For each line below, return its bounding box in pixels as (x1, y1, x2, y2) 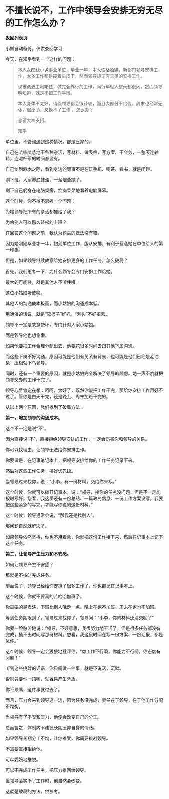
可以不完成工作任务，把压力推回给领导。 (5, 767, 89, 773)
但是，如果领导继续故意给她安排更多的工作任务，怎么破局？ (5, 257, 128, 263)
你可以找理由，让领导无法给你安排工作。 (5, 446, 89, 452)
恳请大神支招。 (17, 117, 49, 123)
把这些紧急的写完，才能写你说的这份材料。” (5, 501, 93, 507)
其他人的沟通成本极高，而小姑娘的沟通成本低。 (5, 300, 102, 306)
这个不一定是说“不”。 (5, 425, 49, 431)
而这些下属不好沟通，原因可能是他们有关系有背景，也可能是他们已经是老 (5, 353, 154, 359)
